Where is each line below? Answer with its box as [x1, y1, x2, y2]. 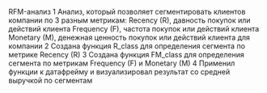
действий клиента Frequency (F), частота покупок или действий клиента [8, 24, 260, 33]
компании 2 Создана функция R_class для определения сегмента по [8, 41, 245, 51]
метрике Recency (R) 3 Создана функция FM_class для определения [8, 50, 244, 59]
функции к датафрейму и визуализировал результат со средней [8, 67, 231, 76]
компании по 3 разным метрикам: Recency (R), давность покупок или [8, 15, 251, 25]
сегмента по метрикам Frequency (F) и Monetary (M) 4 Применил [8, 58, 235, 68]
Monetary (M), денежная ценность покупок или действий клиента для [8, 32, 251, 42]
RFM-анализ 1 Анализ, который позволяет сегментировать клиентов [8, 7, 246, 16]
